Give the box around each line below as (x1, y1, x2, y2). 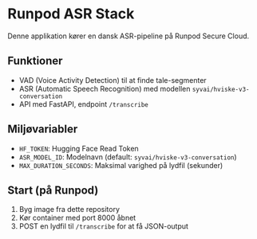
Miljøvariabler (7, 123, 78, 136)
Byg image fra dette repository (18, 205, 121, 214)
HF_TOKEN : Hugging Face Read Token (18, 143, 139, 153)
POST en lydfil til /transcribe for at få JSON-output (18, 221, 189, 231)
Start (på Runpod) (7, 183, 99, 197)
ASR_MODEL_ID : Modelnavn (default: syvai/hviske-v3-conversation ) (18, 152, 237, 162)
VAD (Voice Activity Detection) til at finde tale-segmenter (18, 75, 207, 84)
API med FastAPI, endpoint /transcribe (18, 99, 149, 108)
